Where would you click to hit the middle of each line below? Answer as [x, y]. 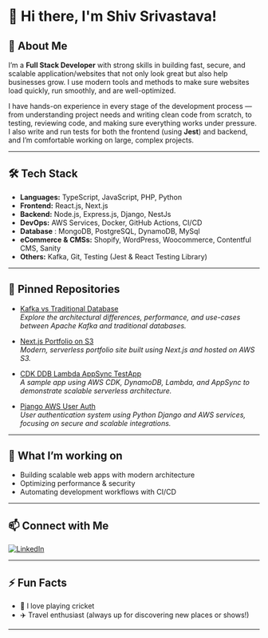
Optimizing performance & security [77, 484]
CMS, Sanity [40, 248]
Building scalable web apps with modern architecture [107, 475]
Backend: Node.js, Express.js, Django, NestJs [95, 214]
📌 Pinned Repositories [64, 289]
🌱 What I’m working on [65, 456]
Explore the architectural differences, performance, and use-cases [130, 317]
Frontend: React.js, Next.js [64, 205]
